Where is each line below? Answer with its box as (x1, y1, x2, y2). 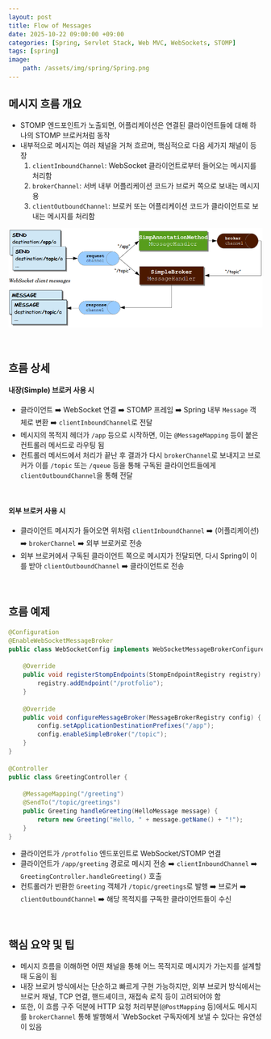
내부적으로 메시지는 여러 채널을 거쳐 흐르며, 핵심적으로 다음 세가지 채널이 (19, 140, 248, 150)
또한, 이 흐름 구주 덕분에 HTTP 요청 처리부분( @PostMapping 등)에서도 (19, 1001, 236, 1011)
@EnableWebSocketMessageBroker (8, 636, 114, 644)
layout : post (8, 13, 52, 21)
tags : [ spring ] (8, 47, 60, 56)
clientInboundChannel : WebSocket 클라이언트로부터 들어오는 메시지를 (31, 160, 256, 170)
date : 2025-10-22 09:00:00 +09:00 (8, 30, 125, 38)
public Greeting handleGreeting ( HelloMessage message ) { (23, 807, 219, 816)
